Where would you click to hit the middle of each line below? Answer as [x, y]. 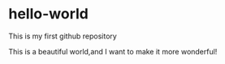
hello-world [49, 14]
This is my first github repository [63, 36]
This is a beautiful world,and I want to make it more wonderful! [113, 51]
